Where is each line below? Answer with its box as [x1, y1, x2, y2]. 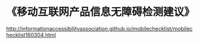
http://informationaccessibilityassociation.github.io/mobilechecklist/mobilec [6, 25, 193, 32]
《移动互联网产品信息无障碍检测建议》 [6, 5, 195, 19]
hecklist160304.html [6, 31, 56, 38]
